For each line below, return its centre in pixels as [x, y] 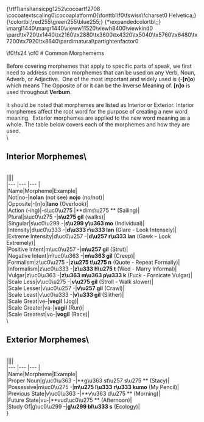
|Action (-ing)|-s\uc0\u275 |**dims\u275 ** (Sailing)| [73, 210]
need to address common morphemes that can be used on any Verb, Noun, [101, 72]
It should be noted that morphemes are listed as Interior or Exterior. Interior [100, 105]
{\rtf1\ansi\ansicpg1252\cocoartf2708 [53, 9]
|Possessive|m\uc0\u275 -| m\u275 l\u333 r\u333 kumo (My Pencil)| [93, 387]
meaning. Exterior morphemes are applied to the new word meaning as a [98, 118]
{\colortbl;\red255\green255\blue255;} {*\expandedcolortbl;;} [84, 22]
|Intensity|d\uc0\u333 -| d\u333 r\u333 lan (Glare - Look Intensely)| [92, 230]
